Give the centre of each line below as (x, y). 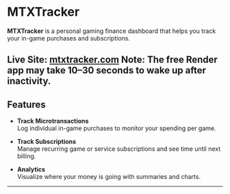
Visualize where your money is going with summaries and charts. (108, 177)
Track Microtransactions (53, 121)
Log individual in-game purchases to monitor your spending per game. (116, 128)
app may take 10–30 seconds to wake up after (107, 70)
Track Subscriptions (47, 142)
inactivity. (29, 81)
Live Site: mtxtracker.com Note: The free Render (112, 60)
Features (26, 105)
